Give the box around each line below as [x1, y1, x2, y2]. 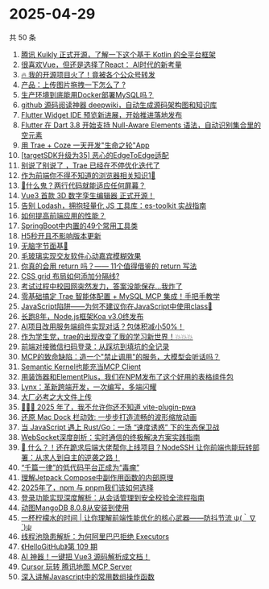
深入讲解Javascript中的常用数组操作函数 [20, 571, 155, 581]
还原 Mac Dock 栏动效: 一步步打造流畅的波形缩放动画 [20, 412, 197, 421]
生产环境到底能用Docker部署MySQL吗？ [20, 89, 155, 99]
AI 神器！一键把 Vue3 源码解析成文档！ [20, 551, 151, 561]
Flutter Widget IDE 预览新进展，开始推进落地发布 [20, 110, 183, 119]
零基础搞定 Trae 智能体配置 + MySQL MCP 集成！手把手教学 [20, 291, 221, 301]
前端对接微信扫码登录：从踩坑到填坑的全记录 [20, 342, 170, 351]
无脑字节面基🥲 [20, 241, 68, 251]
